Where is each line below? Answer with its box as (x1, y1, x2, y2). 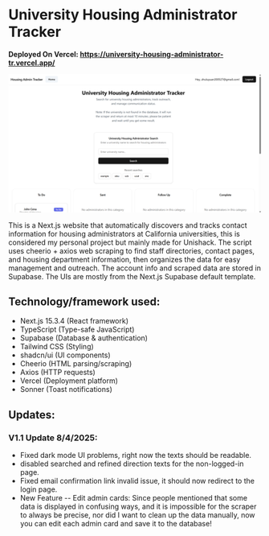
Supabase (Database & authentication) (19, 333, 149, 343)
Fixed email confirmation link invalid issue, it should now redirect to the (19, 476, 255, 486)
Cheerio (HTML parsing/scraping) (19, 359, 132, 369)
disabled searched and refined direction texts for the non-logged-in (19, 459, 244, 468)
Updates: (8, 408, 55, 422)
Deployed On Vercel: (8, 49, 79, 59)
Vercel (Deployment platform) (19, 376, 119, 386)
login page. (19, 484, 58, 494)
